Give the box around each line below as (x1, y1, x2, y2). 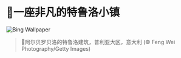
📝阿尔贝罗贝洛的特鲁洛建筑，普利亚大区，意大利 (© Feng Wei (21, 38, 176, 45)
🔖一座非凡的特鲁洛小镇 (6, 5, 120, 19)
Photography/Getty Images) (21, 45, 91, 52)
